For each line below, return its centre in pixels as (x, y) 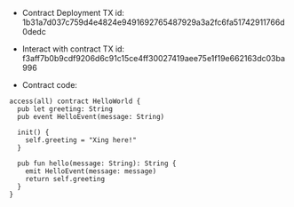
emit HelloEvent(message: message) (91, 171)
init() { (33, 132)
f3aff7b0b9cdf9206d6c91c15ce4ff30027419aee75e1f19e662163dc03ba (154, 58)
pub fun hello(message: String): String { (97, 163)
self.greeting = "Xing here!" (81, 140)
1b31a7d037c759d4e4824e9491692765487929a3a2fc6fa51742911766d (154, 22)
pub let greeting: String (65, 109)
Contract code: (50, 85)
